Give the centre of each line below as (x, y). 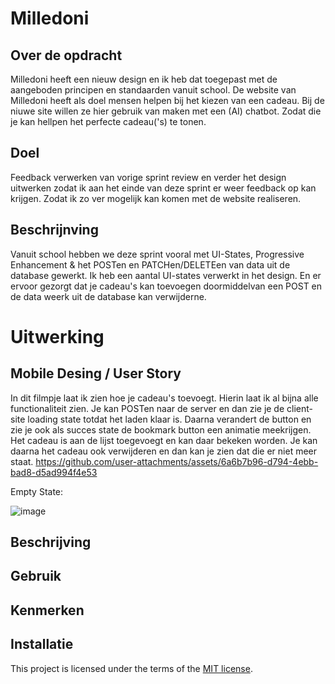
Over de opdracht (66, 55)
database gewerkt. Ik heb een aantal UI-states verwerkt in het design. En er (166, 275)
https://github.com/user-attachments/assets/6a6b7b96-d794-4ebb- (177, 461)
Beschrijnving (54, 230)
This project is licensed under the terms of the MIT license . (131, 668)
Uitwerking (57, 336)
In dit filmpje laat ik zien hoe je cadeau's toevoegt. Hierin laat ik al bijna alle (164, 398)
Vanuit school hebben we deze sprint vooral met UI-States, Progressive (157, 254)
